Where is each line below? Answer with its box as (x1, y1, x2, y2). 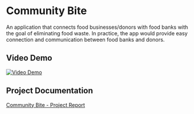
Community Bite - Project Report (6, 101, 86, 108)
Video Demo (6, 53, 52, 63)
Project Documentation (6, 86, 93, 96)
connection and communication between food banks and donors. (6, 36, 165, 43)
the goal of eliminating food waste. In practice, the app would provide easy (6, 29, 188, 36)
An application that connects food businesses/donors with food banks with (6, 24, 189, 31)
